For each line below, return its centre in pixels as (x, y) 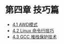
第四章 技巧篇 (32, 10)
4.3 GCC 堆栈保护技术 (34, 37)
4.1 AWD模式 (25, 24)
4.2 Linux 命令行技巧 (33, 30)
